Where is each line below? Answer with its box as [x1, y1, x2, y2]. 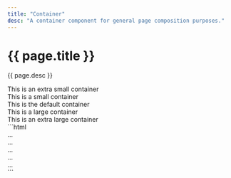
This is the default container [7, 100, 90, 109]
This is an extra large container [7, 115, 98, 124]
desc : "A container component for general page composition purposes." [7, 17, 225, 24]
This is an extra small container [7, 85, 99, 93]
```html [7, 122, 27, 132]
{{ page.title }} [7, 48, 96, 64]
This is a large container [7, 108, 78, 116]
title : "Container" [7, 10, 66, 18]
